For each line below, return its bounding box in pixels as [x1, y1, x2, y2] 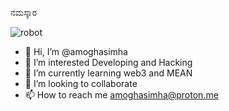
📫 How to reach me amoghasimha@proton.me [24, 89, 219, 101]
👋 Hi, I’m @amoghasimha [24, 46, 128, 57]
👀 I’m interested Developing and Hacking [24, 57, 193, 68]
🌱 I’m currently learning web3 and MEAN [24, 67, 193, 79]
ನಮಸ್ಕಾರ [10, 7, 38, 18]
